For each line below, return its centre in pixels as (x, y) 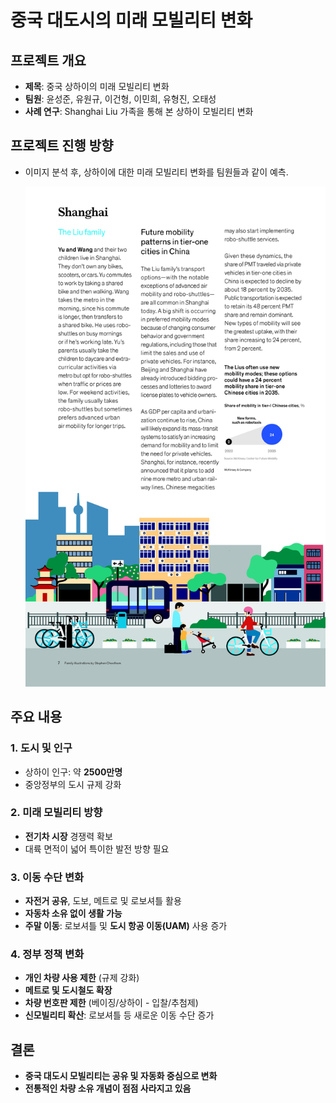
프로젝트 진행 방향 (62, 146)
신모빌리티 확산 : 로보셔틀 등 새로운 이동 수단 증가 (119, 1015)
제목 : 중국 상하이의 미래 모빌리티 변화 (97, 86)
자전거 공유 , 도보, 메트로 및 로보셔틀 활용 (103, 901)
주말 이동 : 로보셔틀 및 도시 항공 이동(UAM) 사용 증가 (126, 926)
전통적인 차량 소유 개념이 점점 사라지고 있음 (108, 1088)
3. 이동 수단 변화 (47, 877)
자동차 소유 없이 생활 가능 (73, 913)
